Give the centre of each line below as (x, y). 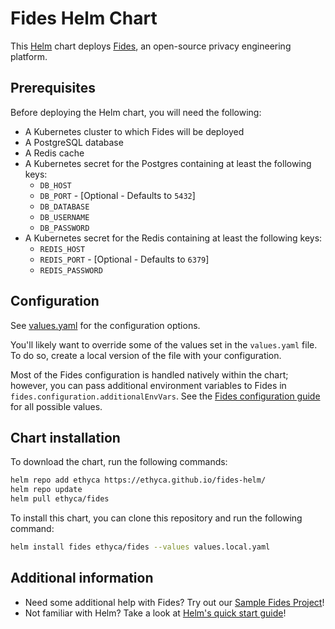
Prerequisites (53, 88)
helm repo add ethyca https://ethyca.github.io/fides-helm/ (138, 480)
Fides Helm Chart (84, 18)
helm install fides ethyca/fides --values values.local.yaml (140, 547)
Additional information (82, 578)
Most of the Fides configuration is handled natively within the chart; (149, 374)
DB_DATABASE (64, 207)
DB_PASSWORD (64, 228)
